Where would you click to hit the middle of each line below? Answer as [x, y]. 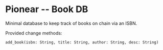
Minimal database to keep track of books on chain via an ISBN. [71, 23]
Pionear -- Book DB [47, 9]
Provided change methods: [34, 33]
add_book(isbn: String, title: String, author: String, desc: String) [82, 42]
